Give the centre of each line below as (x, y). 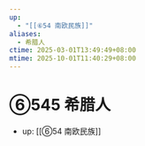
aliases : (25, 34)
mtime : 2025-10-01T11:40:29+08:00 (73, 58)
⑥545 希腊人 (60, 105)
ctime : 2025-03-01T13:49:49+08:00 (73, 50)
